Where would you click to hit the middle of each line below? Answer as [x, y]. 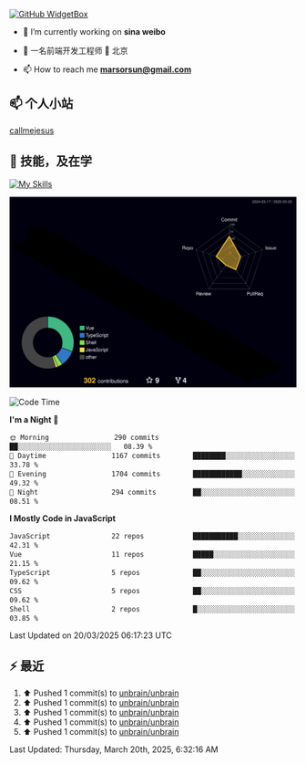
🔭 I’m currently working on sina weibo [94, 31]
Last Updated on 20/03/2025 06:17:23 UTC [91, 635]
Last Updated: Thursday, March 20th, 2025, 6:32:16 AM [114, 749]
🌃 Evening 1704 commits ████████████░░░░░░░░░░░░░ [153, 474]
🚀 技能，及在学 [51, 161]
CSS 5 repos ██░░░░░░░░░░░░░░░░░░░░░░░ [153, 591]
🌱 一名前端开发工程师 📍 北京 [75, 51]
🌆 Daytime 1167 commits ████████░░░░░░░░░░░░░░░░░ [153, 455]
